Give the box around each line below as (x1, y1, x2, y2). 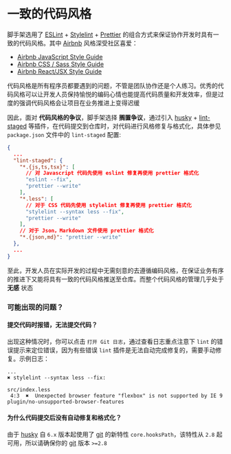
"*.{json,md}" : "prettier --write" (19, 234, 122, 241)
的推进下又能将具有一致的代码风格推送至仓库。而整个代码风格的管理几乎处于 (7, 274, 224, 283)
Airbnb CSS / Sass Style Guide (16, 60, 104, 68)
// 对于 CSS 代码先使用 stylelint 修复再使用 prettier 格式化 (25, 202, 192, 208)
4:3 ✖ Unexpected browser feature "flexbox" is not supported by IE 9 (10, 392, 223, 399)
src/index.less (7, 386, 51, 393)
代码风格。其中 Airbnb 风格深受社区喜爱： (19, 39, 138, 47)
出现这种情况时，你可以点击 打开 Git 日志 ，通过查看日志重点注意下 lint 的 (7, 337, 217, 345)
